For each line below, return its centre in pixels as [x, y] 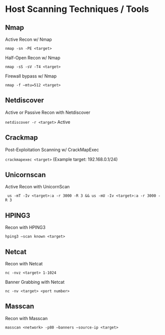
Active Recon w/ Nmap [28, 39]
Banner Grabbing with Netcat [35, 282]
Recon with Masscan [27, 318]
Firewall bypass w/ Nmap [31, 76]
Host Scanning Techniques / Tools [77, 9]
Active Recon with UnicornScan [38, 187]
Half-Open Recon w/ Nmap [33, 58]
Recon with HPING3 [25, 228]
